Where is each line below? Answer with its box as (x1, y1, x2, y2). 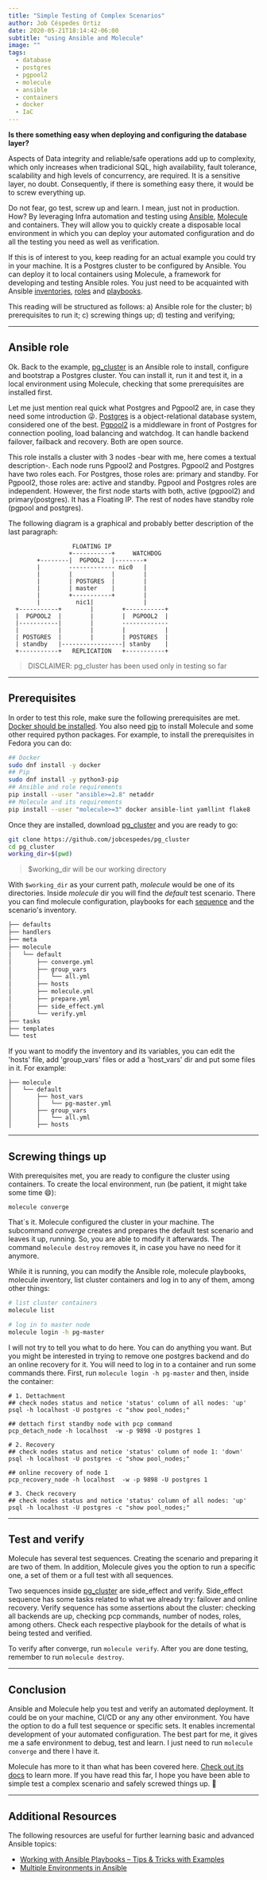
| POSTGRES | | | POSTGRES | (15, 633, 169, 641)
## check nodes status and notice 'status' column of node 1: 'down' (8, 1448, 244, 1456)
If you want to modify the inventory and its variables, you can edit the (8, 1046, 235, 1056)
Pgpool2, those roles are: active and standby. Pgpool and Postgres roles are (8, 478, 257, 487)
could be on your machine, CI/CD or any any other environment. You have (8, 1713, 250, 1722)
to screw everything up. (8, 188, 86, 197)
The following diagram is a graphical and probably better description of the (8, 518, 254, 528)
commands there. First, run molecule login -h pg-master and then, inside (8, 1368, 250, 1378)
